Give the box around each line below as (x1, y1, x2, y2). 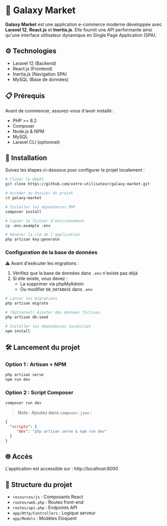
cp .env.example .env (5, 223, 51, 228)
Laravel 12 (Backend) (12, 60, 57, 66)
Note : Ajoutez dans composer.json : (17, 410, 92, 416)
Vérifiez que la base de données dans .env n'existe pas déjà (12, 270, 138, 276)
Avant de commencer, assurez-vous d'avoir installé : (5, 107, 115, 113)
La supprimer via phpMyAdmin (20, 281, 84, 287)
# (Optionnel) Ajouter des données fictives (5, 310, 100, 315)
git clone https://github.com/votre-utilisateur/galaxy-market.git (5, 182, 150, 187)
